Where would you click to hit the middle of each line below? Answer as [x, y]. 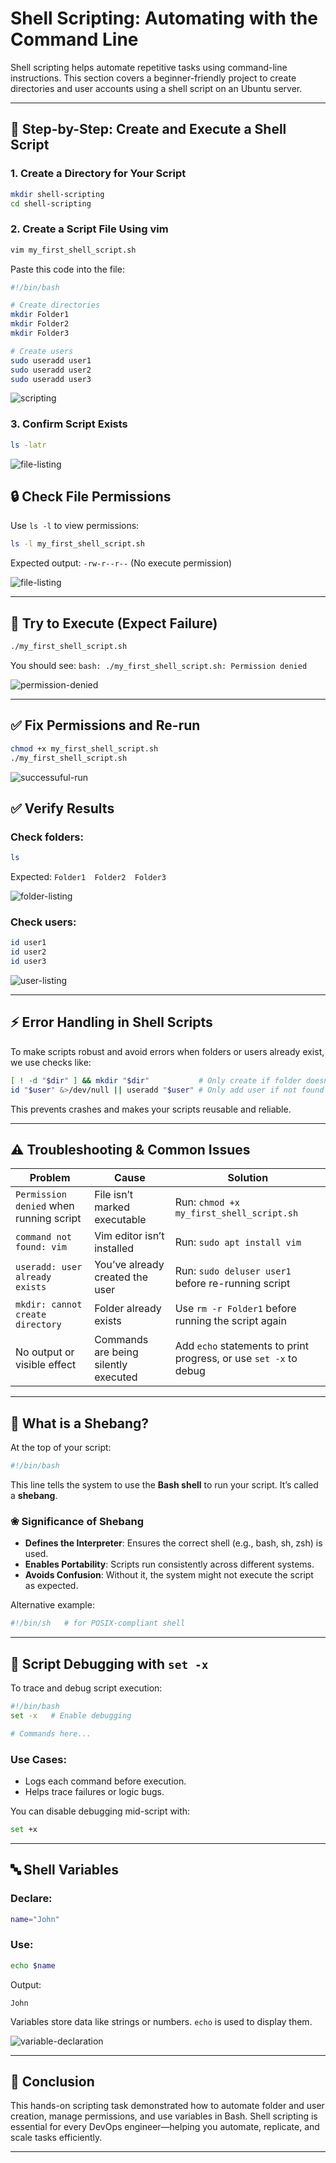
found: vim [41, 1247]
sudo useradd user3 [51, 379]
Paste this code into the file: [67, 269]
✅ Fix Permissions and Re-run [105, 725]
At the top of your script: [61, 1448]
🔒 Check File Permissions [91, 496]
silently [111, 1365]
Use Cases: [38, 1759]
